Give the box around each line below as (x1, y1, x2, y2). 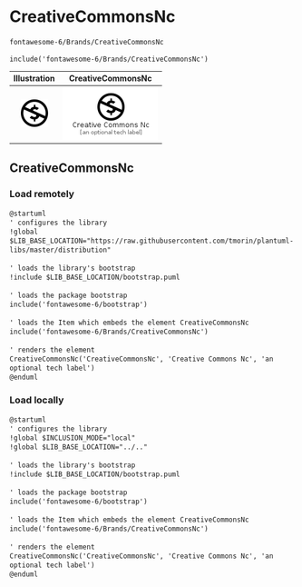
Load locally (9, 393, 64, 406)
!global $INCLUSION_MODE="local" (9, 433, 136, 443)
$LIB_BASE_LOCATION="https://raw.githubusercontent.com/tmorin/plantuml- (9, 236, 295, 245)
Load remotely (9, 187, 75, 200)
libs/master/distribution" (9, 245, 112, 254)
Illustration (13, 73, 56, 84)
